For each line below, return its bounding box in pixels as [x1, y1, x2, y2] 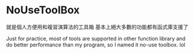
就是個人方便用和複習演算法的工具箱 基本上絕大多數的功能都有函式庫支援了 [6, 23, 189, 30]
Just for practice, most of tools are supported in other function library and [6, 35, 186, 42]
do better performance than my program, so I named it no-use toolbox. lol [6, 41, 186, 48]
